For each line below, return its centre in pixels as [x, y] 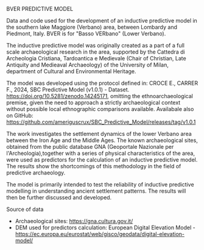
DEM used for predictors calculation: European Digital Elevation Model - [105, 227]
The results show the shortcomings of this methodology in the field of [94, 166]
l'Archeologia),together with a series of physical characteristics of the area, [100, 153]
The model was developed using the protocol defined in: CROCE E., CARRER [102, 83]
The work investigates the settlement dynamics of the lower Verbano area [99, 134]
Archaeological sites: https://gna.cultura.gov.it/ [74, 221]
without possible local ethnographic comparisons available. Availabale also [100, 109]
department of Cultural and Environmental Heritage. [71, 71]
